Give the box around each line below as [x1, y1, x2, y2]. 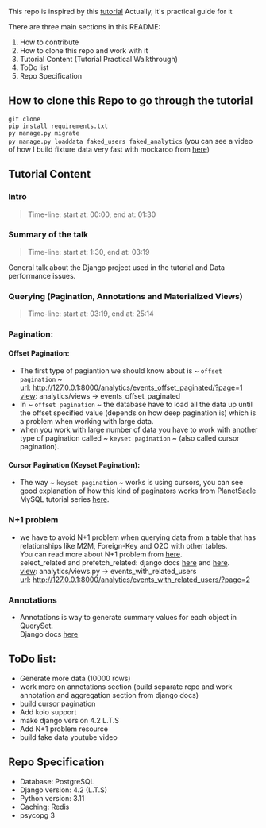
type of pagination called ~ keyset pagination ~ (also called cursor [19, 433, 240, 443]
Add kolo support [19, 707, 77, 717]
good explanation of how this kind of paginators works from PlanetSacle [19, 486, 256, 495]
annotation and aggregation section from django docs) [19, 690, 199, 699]
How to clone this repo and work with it [19, 46, 148, 55]
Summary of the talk [8, 229, 89, 241]
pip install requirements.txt [8, 122, 109, 130]
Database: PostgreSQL [19, 776, 94, 786]
